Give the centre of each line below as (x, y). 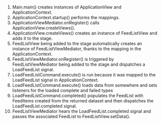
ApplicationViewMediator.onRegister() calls (56, 23)
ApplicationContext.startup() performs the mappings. (66, 17)
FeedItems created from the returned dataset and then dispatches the (83, 101)
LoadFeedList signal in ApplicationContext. (55, 80)
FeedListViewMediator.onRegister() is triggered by (63, 59)
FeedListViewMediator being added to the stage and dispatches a (79, 64)
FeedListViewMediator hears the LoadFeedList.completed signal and (81, 111)
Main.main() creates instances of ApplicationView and (67, 7)
